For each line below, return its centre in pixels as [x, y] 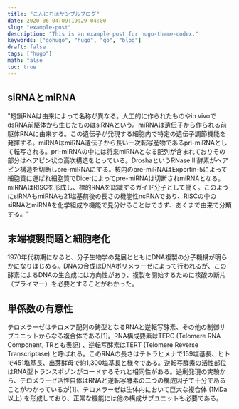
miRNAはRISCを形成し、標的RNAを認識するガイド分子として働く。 [106, 187]
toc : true [22, 67]
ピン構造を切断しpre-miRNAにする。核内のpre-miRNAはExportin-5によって [117, 170]
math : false [25, 61]
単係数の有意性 [40, 308]
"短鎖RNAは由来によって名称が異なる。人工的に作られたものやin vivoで [112, 116]
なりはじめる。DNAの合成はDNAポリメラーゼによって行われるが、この [123, 266]
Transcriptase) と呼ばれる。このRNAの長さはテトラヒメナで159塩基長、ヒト [119, 354]
